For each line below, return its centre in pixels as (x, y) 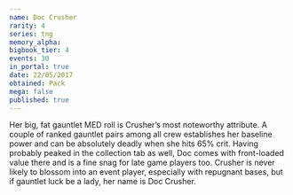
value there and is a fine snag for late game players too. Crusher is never (142, 163)
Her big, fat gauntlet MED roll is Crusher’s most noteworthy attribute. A (139, 125)
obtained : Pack (37, 83)
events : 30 (29, 58)
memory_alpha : (36, 42)
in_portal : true (39, 67)
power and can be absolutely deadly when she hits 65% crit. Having (134, 144)
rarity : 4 (28, 26)
